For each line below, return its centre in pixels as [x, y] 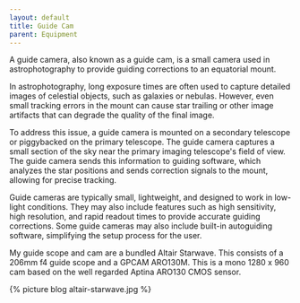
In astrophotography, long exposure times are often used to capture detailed [150, 87]
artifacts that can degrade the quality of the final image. [112, 115]
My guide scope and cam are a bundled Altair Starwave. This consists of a [146, 253]
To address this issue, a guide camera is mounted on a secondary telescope [150, 133]
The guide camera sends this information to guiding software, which [135, 161]
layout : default [39, 17]
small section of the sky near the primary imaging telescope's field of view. [148, 151]
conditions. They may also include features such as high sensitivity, [152, 207]
